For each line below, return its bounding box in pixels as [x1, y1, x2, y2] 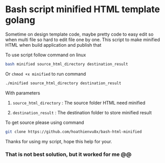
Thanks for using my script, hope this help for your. [5, 138, 113, 144]
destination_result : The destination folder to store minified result [12, 109, 152, 115]
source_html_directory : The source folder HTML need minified [12, 100, 146, 106]
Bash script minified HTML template [5, 4, 160, 15]
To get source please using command [5, 119, 84, 125]
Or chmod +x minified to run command [5, 71, 86, 77]
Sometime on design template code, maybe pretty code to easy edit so [5, 31, 154, 37]
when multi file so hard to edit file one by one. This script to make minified [5, 37, 160, 43]
